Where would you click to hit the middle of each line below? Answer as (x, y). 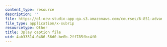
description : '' (22, 14)
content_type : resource (30, 10)
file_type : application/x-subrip (40, 23)
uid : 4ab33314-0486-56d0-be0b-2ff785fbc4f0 (51, 37)
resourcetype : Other (27, 28)
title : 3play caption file (33, 32)
